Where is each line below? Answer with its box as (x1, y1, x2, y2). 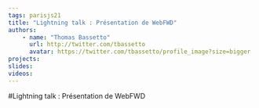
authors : (8, 26, 37, 34)
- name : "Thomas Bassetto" (22, 33, 111, 41)
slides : (8, 63, 34, 70)
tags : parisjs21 (8, 11, 61, 20)
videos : (8, 70, 34, 77)
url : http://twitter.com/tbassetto (28, 41, 146, 49)
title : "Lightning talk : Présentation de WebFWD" (8, 19, 177, 27)
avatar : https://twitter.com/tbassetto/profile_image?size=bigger (28, 48, 251, 56)
